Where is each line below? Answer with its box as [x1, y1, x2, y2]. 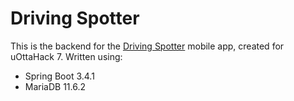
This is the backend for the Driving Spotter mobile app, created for [10, 40, 285, 52]
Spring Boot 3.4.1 [24, 70, 95, 82]
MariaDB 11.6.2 [24, 80, 87, 92]
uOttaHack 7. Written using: [10, 50, 123, 62]
